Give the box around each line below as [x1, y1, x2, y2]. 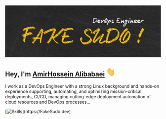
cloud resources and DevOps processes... [5, 99, 91, 105]
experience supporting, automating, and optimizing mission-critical [5, 88, 142, 94]
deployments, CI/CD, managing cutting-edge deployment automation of [5, 93, 151, 99]
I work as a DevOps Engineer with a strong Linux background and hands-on [5, 83, 160, 89]
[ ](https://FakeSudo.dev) [5, 108, 71, 114]
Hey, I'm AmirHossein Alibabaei [5, 70, 105, 79]
